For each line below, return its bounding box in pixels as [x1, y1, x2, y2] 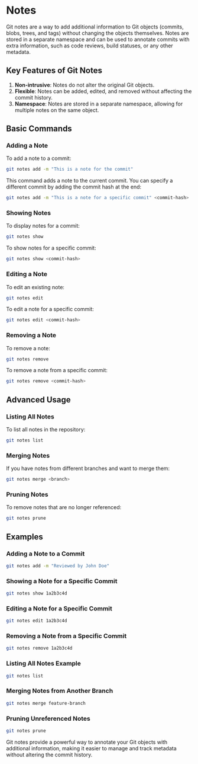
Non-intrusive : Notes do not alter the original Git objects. [14, 81, 155, 88]
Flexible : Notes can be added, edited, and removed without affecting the [14, 87, 192, 95]
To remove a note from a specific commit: [6, 367, 108, 374]
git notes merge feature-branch [6, 700, 86, 706]
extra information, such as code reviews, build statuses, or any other [6, 42, 173, 49]
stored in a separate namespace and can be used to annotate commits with [6, 36, 190, 43]
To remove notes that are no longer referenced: [6, 504, 122, 511]
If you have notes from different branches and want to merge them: [6, 465, 170, 472]
